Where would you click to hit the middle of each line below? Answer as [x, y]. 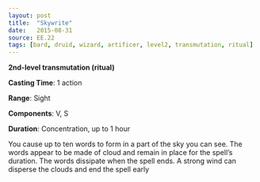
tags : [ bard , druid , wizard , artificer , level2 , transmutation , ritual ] [131, 45]
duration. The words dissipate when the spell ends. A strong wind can [122, 161]
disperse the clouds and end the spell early [79, 169]
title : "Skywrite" [40, 23]
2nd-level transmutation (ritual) [61, 67]
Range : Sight [29, 98]
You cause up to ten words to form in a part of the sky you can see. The [126, 144]
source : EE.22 [32, 38]
